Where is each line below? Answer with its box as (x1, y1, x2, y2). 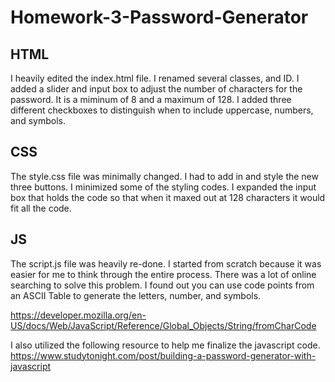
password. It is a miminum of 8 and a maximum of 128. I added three (10, 94, 292, 105)
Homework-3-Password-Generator (10, 6, 309, 29)
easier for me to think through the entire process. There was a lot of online (10, 268, 317, 280)
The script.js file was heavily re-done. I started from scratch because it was (10, 257, 322, 270)
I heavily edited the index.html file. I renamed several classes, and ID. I (10, 72, 300, 84)
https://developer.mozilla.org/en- (10, 309, 147, 321)
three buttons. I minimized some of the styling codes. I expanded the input (10, 181, 317, 193)
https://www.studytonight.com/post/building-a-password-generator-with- (10, 349, 317, 361)
